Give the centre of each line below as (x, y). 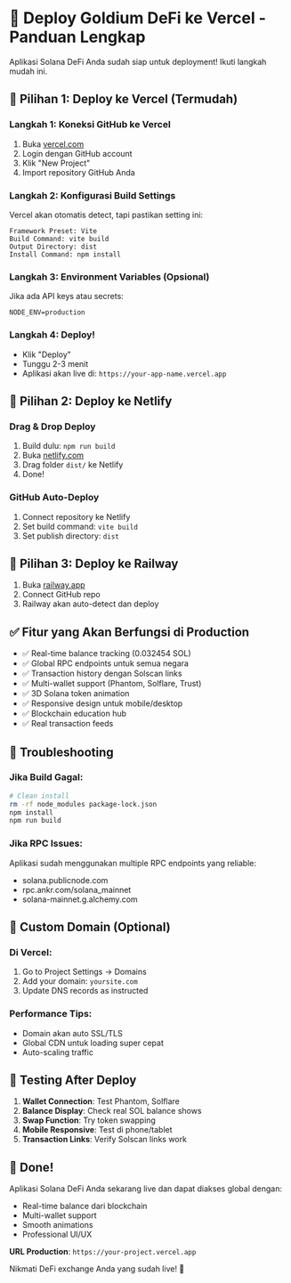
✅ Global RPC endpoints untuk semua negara (105, 663)
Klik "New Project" (56, 163)
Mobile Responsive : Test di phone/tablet (97, 1130)
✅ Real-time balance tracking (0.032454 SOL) (106, 654)
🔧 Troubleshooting (61, 752)
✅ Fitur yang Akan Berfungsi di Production (129, 632)
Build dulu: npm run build (69, 446)
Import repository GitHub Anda (78, 172)
